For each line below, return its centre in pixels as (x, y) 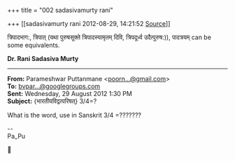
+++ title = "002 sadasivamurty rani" (60, 10)
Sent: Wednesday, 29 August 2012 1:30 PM (70, 93)
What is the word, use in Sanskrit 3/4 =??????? (74, 115)
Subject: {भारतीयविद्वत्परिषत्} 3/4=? (52, 101)
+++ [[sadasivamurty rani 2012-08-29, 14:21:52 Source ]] (89, 23)
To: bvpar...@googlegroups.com (54, 86)
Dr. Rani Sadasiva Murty (43, 58)
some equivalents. (34, 45)
